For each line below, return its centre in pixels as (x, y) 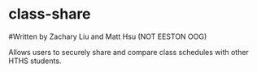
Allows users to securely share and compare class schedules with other (129, 52)
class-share (50, 14)
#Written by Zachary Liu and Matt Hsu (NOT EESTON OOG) (108, 36)
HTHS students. (35, 61)
